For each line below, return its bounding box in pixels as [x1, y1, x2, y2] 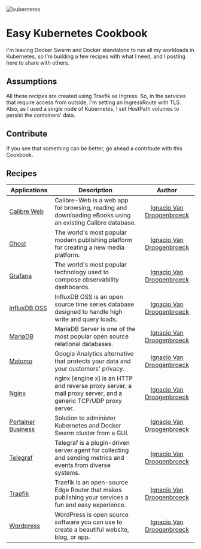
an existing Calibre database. [54, 219, 136, 227]
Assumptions [6, 77, 57, 87]
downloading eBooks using [54, 211, 131, 220]
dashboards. [54, 283, 90, 292]
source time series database [54, 300, 135, 308]
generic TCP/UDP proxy [54, 397, 122, 405]
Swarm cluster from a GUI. [54, 429, 129, 437]
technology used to [54, 268, 109, 277]
